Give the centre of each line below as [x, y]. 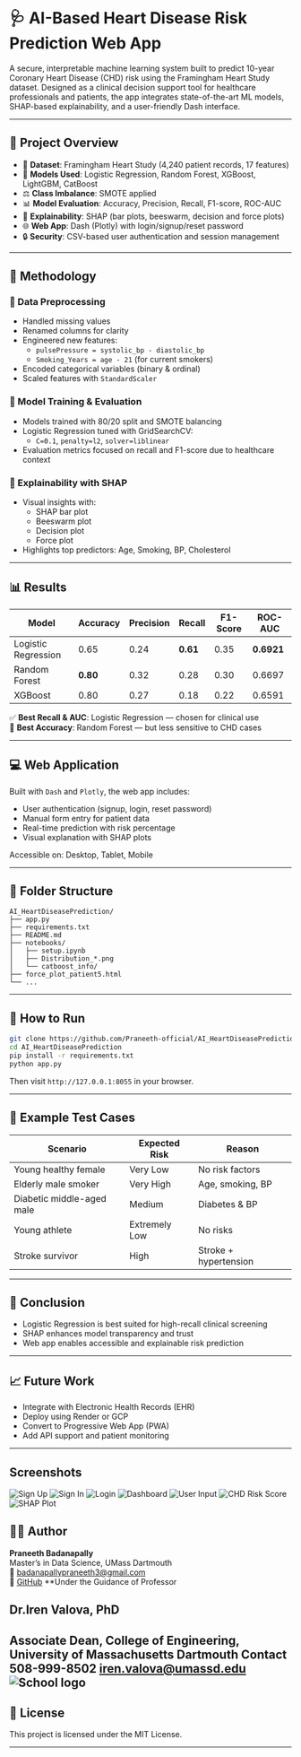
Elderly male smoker [57, 1184]
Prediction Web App [86, 43]
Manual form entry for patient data [86, 818]
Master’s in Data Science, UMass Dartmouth [91, 1562]
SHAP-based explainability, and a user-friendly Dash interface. [125, 106]
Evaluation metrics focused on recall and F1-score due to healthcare [148, 449]
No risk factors [229, 1170]
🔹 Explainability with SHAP [69, 483]
